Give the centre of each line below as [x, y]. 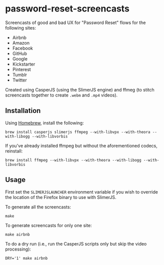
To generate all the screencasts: [38, 207]
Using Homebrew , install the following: [45, 122]
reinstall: [14, 151]
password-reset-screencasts [67, 9]
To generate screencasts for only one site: [49, 225]
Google [20, 58]
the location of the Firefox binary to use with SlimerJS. [61, 197]
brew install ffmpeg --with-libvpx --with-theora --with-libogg [73, 160]
